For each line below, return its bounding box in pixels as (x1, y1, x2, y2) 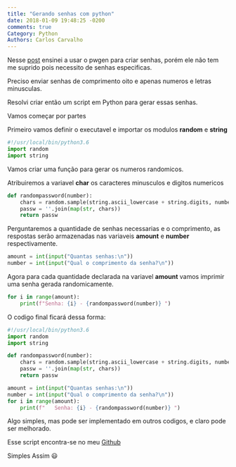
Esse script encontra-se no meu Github (7, 438, 122, 447)
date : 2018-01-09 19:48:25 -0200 (7, 17, 105, 24)
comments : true (7, 23, 52, 30)
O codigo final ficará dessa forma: (7, 313, 106, 321)
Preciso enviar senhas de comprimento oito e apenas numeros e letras (7, 77, 212, 85)
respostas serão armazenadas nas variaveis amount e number (7, 232, 190, 240)
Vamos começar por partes (7, 112, 86, 120)
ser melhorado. (7, 424, 51, 433)
